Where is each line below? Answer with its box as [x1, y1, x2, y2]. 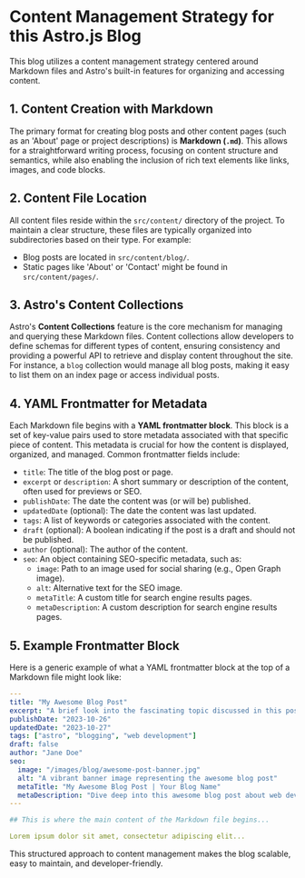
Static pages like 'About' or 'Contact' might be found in [22, 261, 229, 272]
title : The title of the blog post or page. [22, 466, 174, 478]
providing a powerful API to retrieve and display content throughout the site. [9, 350, 293, 361]
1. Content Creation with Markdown [9, 102, 213, 117]
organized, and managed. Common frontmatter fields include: [9, 449, 241, 460]
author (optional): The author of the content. [22, 544, 189, 555]
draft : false [9, 740, 59, 749]
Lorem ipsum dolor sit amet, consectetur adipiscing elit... [9, 832, 246, 842]
